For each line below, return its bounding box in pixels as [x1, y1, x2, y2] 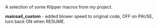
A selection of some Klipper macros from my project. [5, 4, 113, 10]
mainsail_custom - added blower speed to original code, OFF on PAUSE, [5, 14, 154, 19]
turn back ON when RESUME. [5, 19, 65, 24]
